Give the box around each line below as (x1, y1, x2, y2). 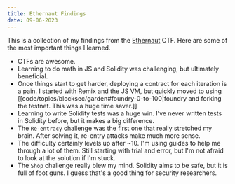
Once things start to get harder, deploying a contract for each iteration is (17, 79, 227, 87)
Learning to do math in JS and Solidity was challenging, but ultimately (17, 64, 220, 73)
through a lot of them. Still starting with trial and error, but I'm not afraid (17, 146, 224, 155)
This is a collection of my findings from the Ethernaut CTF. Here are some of (7, 36, 228, 44)
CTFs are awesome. (17, 57, 76, 65)
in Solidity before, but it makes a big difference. (17, 116, 154, 125)
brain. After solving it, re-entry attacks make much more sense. (17, 131, 201, 140)
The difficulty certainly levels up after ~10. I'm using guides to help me (17, 139, 221, 147)
